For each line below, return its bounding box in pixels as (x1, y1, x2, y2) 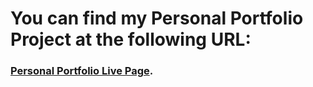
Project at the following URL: (10, 28, 252, 51)
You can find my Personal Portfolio (10, 7, 304, 30)
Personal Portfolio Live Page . (10, 64, 154, 78)
